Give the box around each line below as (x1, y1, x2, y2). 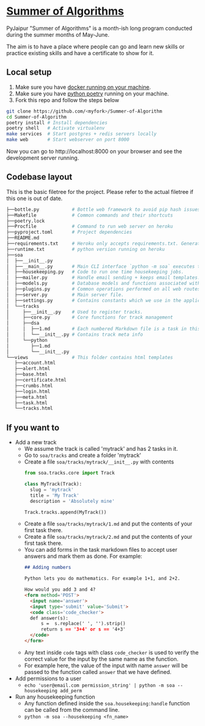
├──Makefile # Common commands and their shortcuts (6, 212, 173, 218)
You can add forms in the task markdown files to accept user (24, 546, 178, 554)
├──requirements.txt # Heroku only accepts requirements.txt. (6, 240, 179, 247)
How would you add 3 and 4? (24, 587, 96, 593)
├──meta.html (14, 394, 48, 400)
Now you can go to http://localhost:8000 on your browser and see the (6, 148, 182, 155)
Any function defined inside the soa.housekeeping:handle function (24, 699, 190, 707)
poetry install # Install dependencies (6, 119, 108, 126)
